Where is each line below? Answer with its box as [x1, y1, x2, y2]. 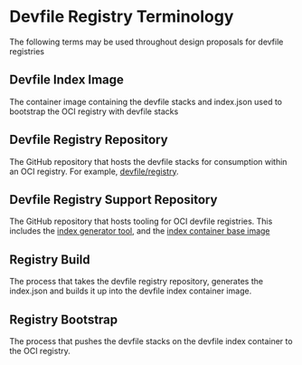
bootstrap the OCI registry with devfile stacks [9, 106, 179, 117]
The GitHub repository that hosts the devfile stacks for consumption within [9, 156, 288, 167]
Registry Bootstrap [9, 312, 118, 327]
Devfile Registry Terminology [9, 6, 234, 27]
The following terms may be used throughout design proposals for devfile [9, 36, 284, 47]
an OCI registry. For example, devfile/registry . [9, 166, 179, 177]
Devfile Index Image [9, 72, 125, 88]
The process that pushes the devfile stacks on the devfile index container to [9, 336, 293, 346]
